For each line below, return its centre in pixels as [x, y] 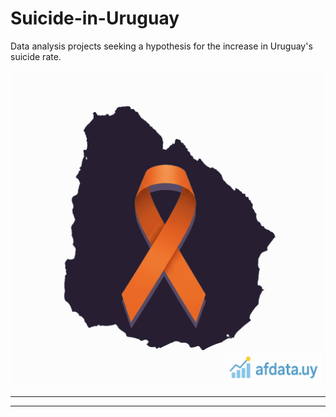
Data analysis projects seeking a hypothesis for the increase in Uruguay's [161, 46]
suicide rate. [36, 56]
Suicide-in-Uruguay [95, 18]
